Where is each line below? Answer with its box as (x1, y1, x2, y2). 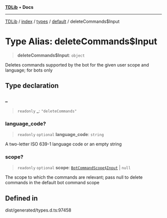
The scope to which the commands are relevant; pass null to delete (5, 174, 143, 180)
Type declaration (5, 81, 59, 90)
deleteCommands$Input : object (17, 52, 85, 58)
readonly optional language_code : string (17, 131, 104, 137)
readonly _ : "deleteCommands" (17, 108, 77, 114)
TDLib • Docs (5, 4, 34, 10)
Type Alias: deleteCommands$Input (5, 36, 158, 47)
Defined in (5, 194, 38, 203)
